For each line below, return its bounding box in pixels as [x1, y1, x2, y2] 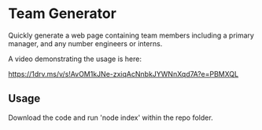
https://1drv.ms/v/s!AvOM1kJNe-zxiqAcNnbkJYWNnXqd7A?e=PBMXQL [8, 69, 238, 78]
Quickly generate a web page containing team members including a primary [8, 31, 254, 40]
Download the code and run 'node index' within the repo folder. [8, 113, 214, 122]
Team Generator [8, 5, 116, 23]
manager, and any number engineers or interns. [8, 38, 163, 48]
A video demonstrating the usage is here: [8, 54, 142, 63]
